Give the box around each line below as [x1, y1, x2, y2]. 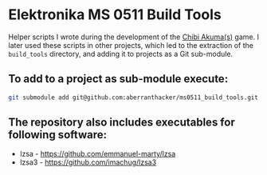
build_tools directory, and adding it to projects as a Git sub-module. [8, 49, 234, 58]
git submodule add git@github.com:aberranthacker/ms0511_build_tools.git [8, 93, 259, 101]
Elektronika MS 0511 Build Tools [8, 6, 222, 24]
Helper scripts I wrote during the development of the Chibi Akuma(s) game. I [8, 32, 259, 42]
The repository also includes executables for [8, 116, 235, 129]
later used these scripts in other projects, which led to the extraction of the [8, 40, 253, 50]
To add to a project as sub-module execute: [8, 72, 229, 86]
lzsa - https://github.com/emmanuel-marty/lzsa [19, 149, 176, 159]
